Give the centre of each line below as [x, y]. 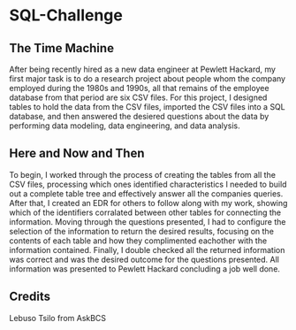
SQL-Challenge [66, 15]
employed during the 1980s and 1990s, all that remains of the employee [139, 88]
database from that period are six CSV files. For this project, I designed [138, 97]
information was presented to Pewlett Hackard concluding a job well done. [145, 269]
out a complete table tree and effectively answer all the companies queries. [146, 193]
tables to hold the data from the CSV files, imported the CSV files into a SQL [147, 107]
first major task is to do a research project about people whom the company [147, 79]
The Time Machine [62, 48]
